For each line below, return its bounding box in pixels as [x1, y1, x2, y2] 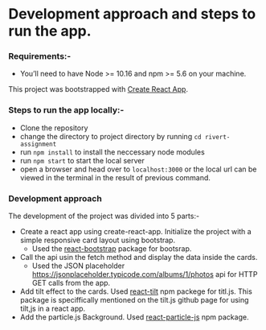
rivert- [204, 133, 231, 141]
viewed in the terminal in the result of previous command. [19, 172, 211, 182]
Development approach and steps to [8, 5, 256, 23]
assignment [19, 140, 57, 148]
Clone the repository [19, 122, 88, 133]
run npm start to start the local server [19, 155, 145, 165]
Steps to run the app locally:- [8, 105, 125, 116]
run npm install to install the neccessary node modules [19, 146, 205, 157]
